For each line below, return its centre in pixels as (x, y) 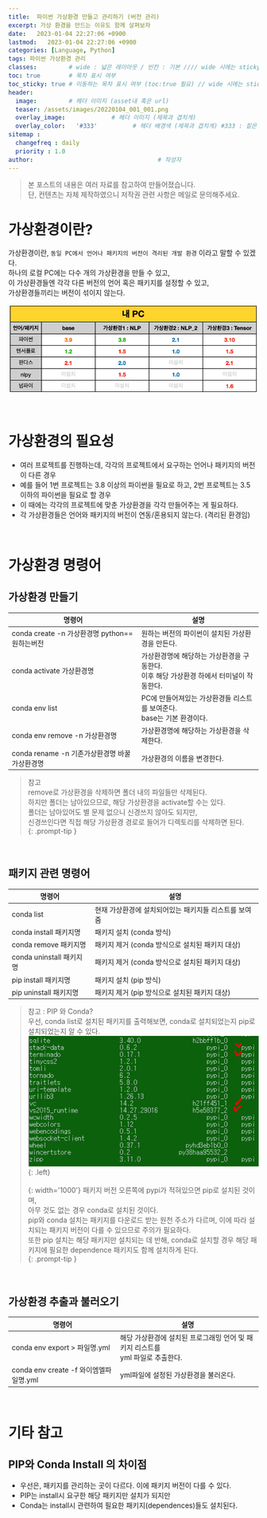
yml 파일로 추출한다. (151, 1357)
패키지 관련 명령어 (49, 874)
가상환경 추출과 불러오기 (64, 1302)
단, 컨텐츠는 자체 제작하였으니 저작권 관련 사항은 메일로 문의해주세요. (133, 194)
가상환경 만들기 (43, 597)
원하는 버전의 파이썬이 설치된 (186, 633)
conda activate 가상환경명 (53, 670)
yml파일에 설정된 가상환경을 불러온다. (178, 1375)
